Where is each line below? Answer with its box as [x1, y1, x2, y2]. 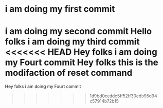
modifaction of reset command [5, 67, 133, 79]
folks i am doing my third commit [5, 36, 140, 47]
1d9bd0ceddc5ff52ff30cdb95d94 [90, 93, 157, 99]
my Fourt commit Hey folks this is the [5, 57, 159, 68]
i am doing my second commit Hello [5, 26, 152, 37]
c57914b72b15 [90, 98, 119, 104]
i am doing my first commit [5, 3, 115, 15]
